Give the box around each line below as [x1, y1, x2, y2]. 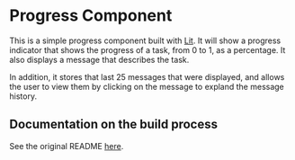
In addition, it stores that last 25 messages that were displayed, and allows [9, 71, 285, 82]
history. [9, 91, 38, 102]
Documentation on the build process [9, 117, 219, 132]
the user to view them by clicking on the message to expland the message [9, 81, 285, 92]
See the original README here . [9, 140, 124, 151]
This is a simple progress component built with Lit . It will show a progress [9, 35, 282, 46]
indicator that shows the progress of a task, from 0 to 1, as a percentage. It [9, 44, 286, 55]
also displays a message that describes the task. [9, 54, 190, 65]
